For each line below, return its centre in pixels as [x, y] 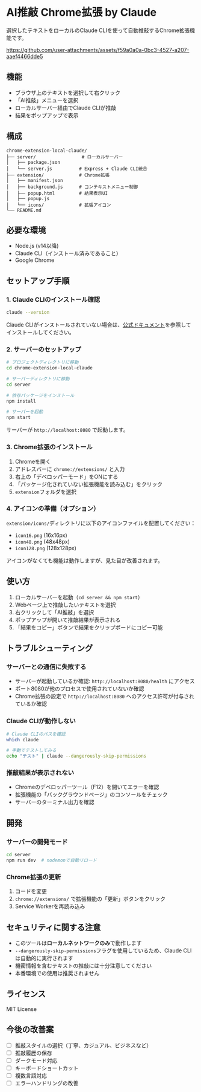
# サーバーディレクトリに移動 [38, 379]
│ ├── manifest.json [35, 180]
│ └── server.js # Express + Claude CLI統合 [77, 169]
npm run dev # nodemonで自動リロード [52, 860]
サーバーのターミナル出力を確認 [54, 802]
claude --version [28, 313]
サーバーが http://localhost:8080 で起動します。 [67, 430]
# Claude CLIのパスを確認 [36, 734]
